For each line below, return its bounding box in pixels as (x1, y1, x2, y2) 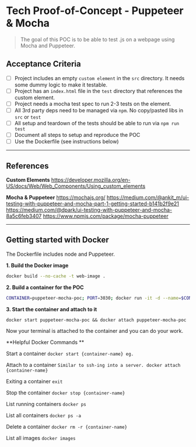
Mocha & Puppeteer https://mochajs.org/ (6, 194, 106, 201)
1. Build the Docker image (6, 262, 69, 269)
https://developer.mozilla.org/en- (51, 177, 131, 183)
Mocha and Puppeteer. (20, 42, 76, 49)
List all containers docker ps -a (6, 411, 82, 419)
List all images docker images (6, 434, 76, 441)
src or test (14, 114, 41, 121)
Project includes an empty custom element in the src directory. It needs (14, 74, 185, 81)
